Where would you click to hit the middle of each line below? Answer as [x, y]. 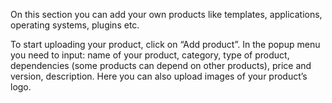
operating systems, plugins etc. [75, 25]
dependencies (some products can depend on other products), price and [161, 65]
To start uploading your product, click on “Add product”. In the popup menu [165, 44]
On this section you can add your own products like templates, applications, [166, 14]
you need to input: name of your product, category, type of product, [150, 55]
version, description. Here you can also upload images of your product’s [159, 76]
